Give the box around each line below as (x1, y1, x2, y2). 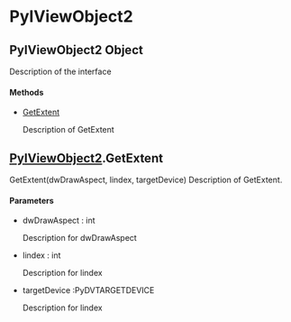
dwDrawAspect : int (22, 215, 96, 226)
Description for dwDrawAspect (22, 233, 137, 244)
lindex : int (22, 250, 61, 261)
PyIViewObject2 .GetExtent (9, 151, 164, 166)
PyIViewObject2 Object (9, 42, 144, 58)
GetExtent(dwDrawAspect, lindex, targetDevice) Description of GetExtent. (9, 174, 283, 186)
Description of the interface (9, 66, 112, 77)
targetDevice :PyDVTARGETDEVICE (22, 285, 155, 296)
